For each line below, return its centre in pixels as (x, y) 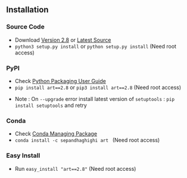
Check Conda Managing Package (56, 134)
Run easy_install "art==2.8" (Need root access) (75, 168)
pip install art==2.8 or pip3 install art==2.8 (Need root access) (98, 87)
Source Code (25, 27)
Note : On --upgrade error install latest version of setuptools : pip (94, 99)
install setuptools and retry (51, 105)
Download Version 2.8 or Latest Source (63, 40)
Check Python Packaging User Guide (60, 81)
